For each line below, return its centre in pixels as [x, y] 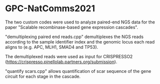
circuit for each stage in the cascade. [43, 76]
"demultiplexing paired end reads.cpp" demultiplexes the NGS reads [74, 37]
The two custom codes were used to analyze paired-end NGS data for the [80, 22]
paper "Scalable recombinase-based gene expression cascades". [72, 27]
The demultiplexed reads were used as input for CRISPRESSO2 [69, 56]
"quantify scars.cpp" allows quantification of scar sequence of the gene [78, 71]
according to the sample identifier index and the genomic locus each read [80, 42]
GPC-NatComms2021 [50, 9]
